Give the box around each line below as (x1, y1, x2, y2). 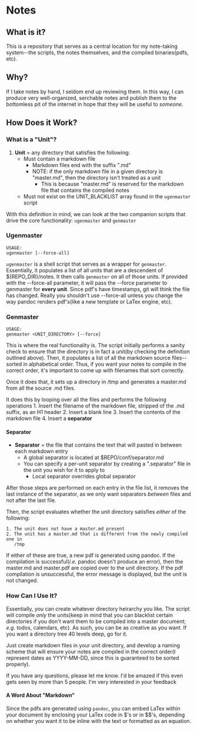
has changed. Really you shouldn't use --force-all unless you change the (6, 292, 183, 299)
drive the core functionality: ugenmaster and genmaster (6, 217, 136, 224)
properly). (6, 660, 31, 667)
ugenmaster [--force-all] (6, 250, 69, 256)
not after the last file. (6, 497, 56, 504)
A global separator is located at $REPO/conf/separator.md (23, 454, 165, 461)
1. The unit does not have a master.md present (6, 526, 125, 532)
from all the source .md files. (6, 384, 75, 392)
